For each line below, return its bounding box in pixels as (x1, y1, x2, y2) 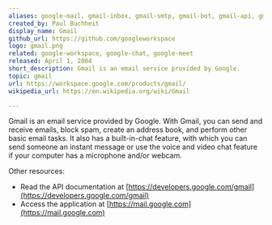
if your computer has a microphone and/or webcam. (8, 151, 182, 160)
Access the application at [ (19, 199, 110, 209)
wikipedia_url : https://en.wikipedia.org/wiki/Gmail (8, 87, 190, 96)
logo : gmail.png (8, 42, 63, 50)
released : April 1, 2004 (8, 57, 92, 66)
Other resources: (8, 167, 65, 176)
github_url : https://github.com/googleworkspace (8, 34, 176, 43)
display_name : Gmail (8, 27, 79, 35)
